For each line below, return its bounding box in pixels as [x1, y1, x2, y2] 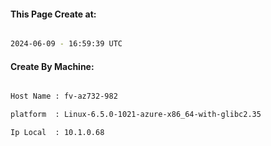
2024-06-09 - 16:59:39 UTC [10, 39, 123, 49]
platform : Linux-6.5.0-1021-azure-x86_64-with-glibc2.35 [10, 110, 262, 120]
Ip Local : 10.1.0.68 [10, 128, 105, 138]
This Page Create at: [10, 8, 97, 20]
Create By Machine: [10, 60, 95, 72]
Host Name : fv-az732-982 [10, 91, 118, 102]
